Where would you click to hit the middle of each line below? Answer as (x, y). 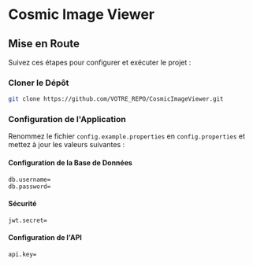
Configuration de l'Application (67, 120)
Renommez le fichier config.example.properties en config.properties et (127, 136)
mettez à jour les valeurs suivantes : (67, 145)
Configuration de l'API (45, 238)
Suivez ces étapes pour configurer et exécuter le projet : (100, 62)
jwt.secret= (28, 220)
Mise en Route (44, 44)
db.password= (30, 187)
